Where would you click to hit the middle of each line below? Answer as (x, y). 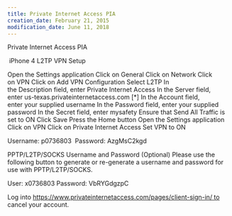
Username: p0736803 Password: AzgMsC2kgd (77, 141)
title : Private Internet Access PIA (61, 14)
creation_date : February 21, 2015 (59, 21)
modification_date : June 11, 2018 (59, 27)
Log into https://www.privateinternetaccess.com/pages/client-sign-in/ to (114, 197)
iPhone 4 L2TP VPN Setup (48, 61)
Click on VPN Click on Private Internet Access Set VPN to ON (96, 127)
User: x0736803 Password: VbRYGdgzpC (68, 183)
